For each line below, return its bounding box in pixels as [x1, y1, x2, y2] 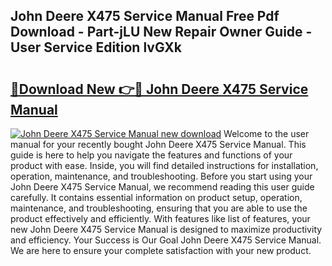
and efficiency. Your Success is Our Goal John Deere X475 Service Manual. [10, 234, 322, 246]
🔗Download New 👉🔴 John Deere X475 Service [10, 80, 309, 98]
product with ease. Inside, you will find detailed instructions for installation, [10, 160, 319, 171]
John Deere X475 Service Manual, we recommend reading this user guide [10, 181, 315, 193]
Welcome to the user [223, 128, 310, 139]
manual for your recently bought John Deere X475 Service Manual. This [10, 139, 307, 150]
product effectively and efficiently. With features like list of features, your [10, 213, 311, 224]
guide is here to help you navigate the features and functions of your [10, 149, 293, 161]
